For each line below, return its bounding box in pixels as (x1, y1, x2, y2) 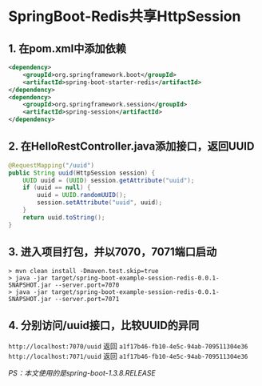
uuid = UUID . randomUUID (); (37, 191, 127, 199)
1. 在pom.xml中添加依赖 (8, 42, 126, 55)
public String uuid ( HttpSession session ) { (8, 169, 156, 177)
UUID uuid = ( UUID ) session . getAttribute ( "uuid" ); (22, 176, 195, 184)
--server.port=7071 (54, 295, 120, 303)
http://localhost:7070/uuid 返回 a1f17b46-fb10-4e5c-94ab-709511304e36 (8, 341, 248, 351)
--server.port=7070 (54, 281, 120, 289)
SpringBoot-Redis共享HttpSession (8, 7, 241, 26)
